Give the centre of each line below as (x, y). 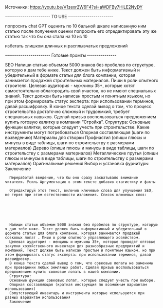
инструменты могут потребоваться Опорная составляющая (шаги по (77, 132)
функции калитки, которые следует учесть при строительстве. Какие (77, 127)
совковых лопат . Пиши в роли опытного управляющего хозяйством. (72, 238)
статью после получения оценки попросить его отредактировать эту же (81, 31)
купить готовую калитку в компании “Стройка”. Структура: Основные (78, 122)
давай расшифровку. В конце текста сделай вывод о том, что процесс (78, 106)
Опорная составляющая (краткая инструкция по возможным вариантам (78, 285)
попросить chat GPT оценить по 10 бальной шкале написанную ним (76, 26)
